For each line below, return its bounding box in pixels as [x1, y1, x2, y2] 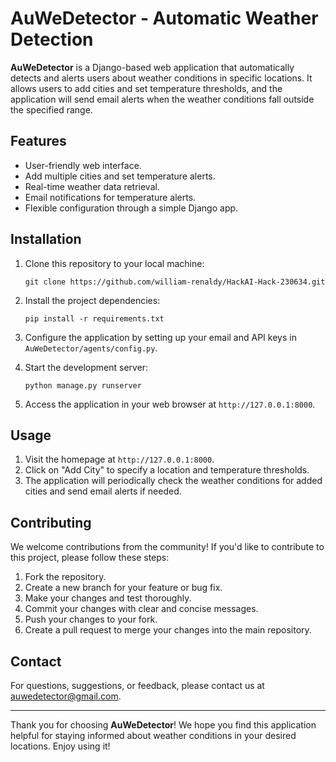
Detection [10, 28, 94, 51]
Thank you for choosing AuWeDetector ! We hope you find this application [10, 719, 317, 731]
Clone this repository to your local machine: [24, 257, 205, 269]
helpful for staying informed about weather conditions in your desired [10, 730, 297, 741]
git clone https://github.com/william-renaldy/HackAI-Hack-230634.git [24, 277, 326, 287]
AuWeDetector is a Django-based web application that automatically [10, 61, 295, 73]
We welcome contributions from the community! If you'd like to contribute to [10, 541, 325, 553]
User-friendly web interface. [24, 159, 142, 171]
